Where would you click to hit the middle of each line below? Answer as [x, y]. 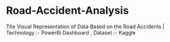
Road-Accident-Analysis [67, 11]
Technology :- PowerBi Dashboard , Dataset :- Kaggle [71, 32]
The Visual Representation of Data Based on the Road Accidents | [85, 26]
